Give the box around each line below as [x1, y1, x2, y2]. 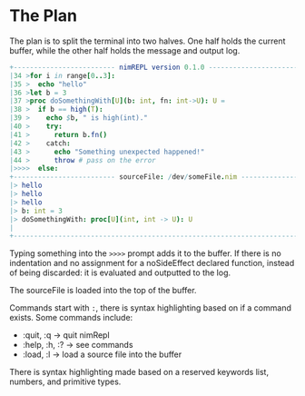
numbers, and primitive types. [9, 376, 122, 387]
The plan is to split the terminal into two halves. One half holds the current [9, 35, 286, 46]
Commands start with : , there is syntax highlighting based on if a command [9, 302, 292, 313]
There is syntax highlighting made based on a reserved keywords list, [9, 367, 270, 378]
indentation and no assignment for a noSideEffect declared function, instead [9, 258, 295, 269]
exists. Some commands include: [9, 312, 133, 323]
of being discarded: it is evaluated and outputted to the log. [9, 267, 231, 278]
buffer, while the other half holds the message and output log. [9, 45, 241, 55]
